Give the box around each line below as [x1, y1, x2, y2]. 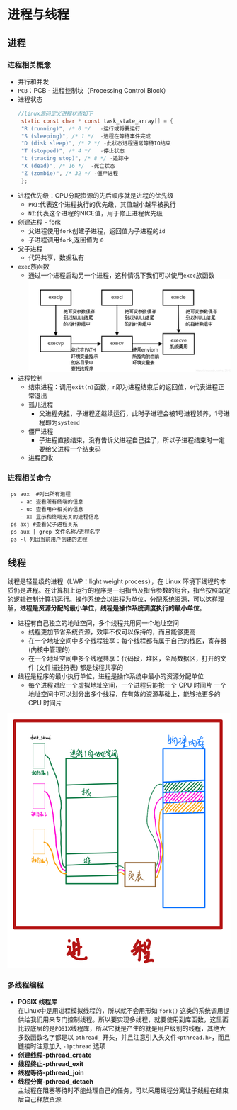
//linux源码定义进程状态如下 [17, 110, 93, 117]
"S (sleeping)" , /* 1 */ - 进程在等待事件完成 [21, 133, 151, 140]
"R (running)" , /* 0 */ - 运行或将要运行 [21, 125, 141, 132]
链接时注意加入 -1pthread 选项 [17, 1041, 106, 1050]
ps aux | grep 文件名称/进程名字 [10, 529, 100, 536]
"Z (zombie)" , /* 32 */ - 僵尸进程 [21, 169, 119, 177]
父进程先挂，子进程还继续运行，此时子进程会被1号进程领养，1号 [38, 409, 224, 417]
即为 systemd [45, 417, 80, 426]
